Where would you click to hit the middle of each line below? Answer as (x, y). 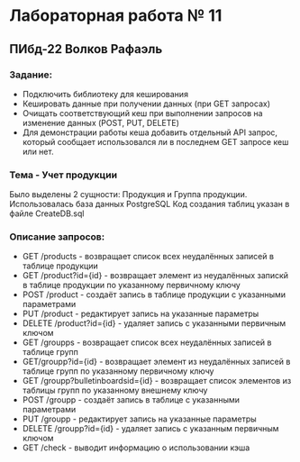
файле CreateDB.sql (47, 213)
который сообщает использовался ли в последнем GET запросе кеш (155, 141)
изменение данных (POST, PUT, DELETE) (101, 122)
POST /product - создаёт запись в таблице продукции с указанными (154, 294)
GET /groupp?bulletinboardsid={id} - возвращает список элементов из (157, 381)
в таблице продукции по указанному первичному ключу (131, 285)
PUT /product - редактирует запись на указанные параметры (141, 314)
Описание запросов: (57, 237)
